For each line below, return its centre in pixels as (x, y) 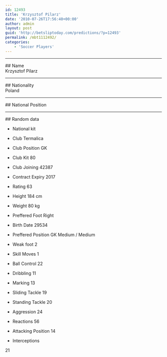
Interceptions (26, 341)
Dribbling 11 (24, 273)
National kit (24, 129)
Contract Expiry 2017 (34, 177)
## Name (15, 66)
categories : (17, 42)
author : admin (20, 24)
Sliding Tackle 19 (30, 292)
